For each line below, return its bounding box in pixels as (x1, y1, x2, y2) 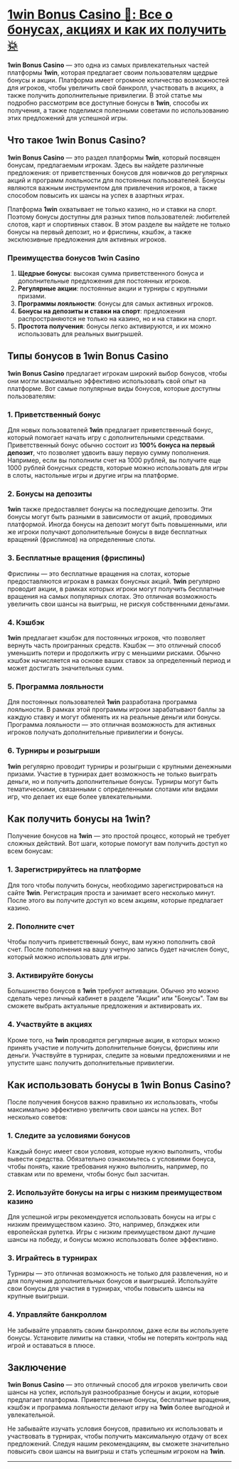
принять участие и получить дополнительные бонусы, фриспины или (7, 1043, 218, 1052)
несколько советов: (7, 1113, 68, 1122)
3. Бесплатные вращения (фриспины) (7, 553, 146, 563)
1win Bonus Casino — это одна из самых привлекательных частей (7, 61, 209, 69)
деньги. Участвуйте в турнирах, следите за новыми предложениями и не (7, 1050, 230, 1060)
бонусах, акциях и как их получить (7, 21, 227, 38)
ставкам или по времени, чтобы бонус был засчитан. (7, 1169, 169, 1178)
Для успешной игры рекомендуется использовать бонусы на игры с (7, 1213, 217, 1221)
